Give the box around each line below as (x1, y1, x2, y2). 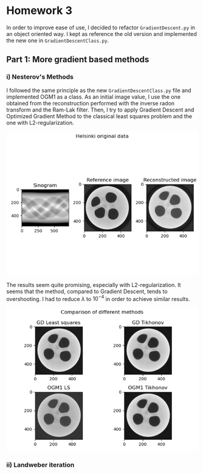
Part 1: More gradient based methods (6, 54, 150, 65)
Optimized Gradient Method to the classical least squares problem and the (6, 112, 193, 119)
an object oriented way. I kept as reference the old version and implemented (6, 30, 198, 37)
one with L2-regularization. (6, 119, 74, 126)
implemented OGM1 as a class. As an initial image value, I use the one (6, 93, 181, 101)
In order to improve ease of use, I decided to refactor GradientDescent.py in (6, 24, 196, 31)
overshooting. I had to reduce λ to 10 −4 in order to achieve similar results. (6, 294, 190, 302)
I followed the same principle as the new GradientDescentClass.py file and (6, 87, 191, 94)
